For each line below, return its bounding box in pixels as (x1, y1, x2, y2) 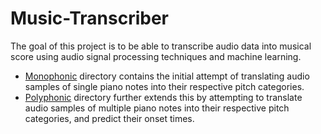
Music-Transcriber (10, 7, 170, 30)
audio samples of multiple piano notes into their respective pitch (24, 102, 290, 114)
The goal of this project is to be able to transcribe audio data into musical (10, 40, 312, 52)
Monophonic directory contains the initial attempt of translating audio (24, 70, 310, 82)
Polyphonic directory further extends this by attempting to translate (24, 91, 303, 103)
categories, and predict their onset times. (24, 112, 195, 124)
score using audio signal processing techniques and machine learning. (10, 50, 302, 62)
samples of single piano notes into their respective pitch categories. (24, 80, 305, 92)
